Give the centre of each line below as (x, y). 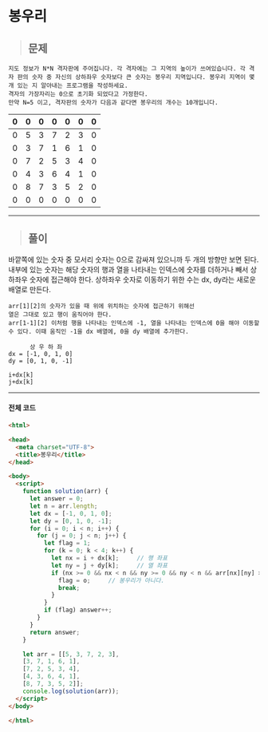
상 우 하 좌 (46, 347)
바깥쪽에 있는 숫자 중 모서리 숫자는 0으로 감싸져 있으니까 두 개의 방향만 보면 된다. (134, 259)
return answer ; (55, 632)
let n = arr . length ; (63, 506)
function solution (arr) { (66, 492)
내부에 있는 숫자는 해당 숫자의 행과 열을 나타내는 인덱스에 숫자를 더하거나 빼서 (128, 269)
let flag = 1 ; (67, 544)
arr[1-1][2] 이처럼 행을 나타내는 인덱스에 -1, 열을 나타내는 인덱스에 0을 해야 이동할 (134, 323)
